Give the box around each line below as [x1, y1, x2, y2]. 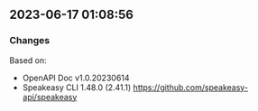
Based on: [9, 54, 47, 66]
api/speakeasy [22, 91, 78, 102]
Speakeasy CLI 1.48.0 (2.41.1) [22, 81, 132, 93]
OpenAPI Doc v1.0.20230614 [22, 72, 130, 83]
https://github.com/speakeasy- [133, 81, 249, 93]
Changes [9, 34, 51, 47]
